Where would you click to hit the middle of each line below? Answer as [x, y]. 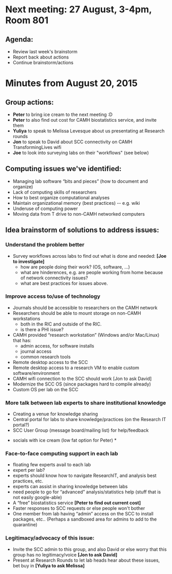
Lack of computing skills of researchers [54, 192]
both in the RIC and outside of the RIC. [61, 324]
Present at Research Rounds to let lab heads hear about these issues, [86, 560]
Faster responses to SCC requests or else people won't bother [79, 508]
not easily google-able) [37, 498]
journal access [36, 351]
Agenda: [19, 39]
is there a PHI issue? [42, 329]
